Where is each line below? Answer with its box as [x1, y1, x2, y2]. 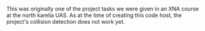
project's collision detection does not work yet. [6, 18, 125, 25]
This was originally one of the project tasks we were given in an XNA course [6, 5, 199, 12]
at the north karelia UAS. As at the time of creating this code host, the [6, 12, 182, 19]
